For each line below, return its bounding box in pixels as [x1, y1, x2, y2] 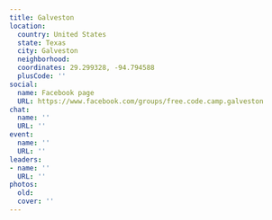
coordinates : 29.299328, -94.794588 [17, 64, 155, 73]
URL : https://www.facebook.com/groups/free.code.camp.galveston [17, 96, 264, 106]
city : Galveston [17, 47, 78, 56]
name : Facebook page [17, 88, 95, 97]
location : [9, 22, 47, 31]
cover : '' [17, 197, 54, 207]
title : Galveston [9, 13, 75, 22]
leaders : [9, 154, 42, 164]
